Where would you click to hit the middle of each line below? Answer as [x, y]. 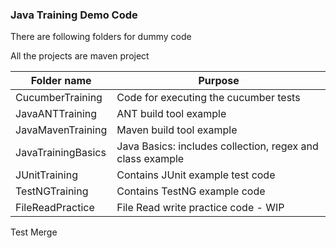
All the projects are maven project [80, 56]
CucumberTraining [59, 98]
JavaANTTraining [56, 114]
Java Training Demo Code [74, 15]
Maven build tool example [177, 130]
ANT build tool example [171, 114]
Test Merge [34, 232]
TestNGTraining [52, 191]
